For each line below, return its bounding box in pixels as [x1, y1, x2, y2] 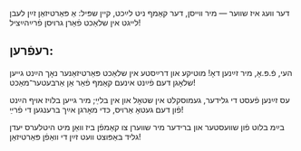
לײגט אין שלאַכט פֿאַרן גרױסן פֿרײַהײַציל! [9, 17, 141, 28]
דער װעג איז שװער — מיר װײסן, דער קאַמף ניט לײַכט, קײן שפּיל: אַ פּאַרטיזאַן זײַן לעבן [9, 8, 290, 18]
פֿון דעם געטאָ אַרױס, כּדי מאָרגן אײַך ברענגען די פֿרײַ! [9, 104, 184, 115]
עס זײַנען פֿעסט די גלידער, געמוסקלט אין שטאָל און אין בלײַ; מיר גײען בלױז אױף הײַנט [9, 94, 290, 105]
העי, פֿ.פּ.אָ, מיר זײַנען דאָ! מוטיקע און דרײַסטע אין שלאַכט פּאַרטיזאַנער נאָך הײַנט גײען [9, 67, 293, 78]
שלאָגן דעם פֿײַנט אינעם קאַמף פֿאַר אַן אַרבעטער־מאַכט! [9, 77, 197, 88]
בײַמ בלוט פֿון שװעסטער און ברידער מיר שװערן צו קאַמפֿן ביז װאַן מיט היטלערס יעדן [9, 121, 286, 132]
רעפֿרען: [9, 43, 54, 59]
